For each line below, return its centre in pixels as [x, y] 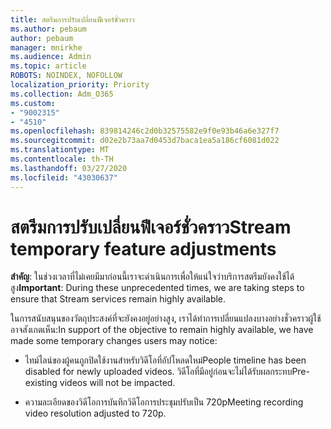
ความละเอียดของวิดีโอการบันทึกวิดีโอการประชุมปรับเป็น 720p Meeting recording [164, 402]
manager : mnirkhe [46, 47]
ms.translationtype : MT [60, 150]
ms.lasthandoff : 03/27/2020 [69, 168]
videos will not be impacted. [117, 383]
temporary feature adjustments [143, 248]
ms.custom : [33, 103]
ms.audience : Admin [51, 57]
